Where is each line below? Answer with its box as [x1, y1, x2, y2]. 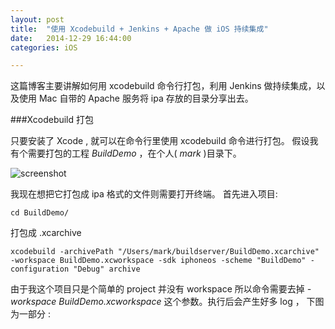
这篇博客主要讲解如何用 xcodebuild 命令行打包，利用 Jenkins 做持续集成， [10, 80, 317, 92]
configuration [10, 264, 70, 275]
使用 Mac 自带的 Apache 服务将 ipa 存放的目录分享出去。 [18, 92, 254, 105]
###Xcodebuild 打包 [10, 114, 95, 126]
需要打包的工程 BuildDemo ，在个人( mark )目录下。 [27, 147, 242, 160]
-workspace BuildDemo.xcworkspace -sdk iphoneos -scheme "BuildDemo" [10, 256, 307, 266]
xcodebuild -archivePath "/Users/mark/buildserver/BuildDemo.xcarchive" [10, 247, 320, 257]
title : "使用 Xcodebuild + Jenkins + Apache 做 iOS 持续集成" [10, 24, 269, 34]
